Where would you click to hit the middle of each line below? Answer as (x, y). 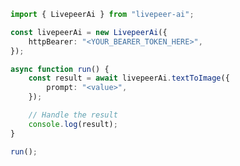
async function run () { (60, 69)
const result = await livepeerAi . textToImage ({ (129, 78)
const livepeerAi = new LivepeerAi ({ (89, 32)
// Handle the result (73, 115)
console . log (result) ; (73, 124)
